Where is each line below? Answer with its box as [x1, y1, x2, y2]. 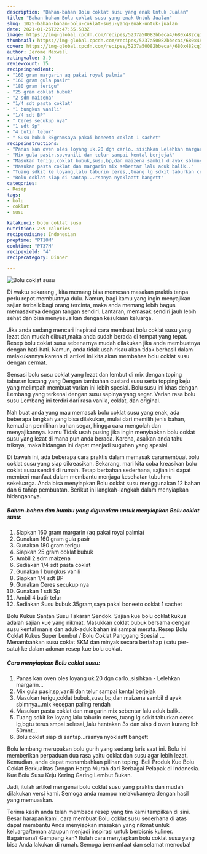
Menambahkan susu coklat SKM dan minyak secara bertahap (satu [7, 638, 177, 646]
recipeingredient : [7, 66, 54, 72]
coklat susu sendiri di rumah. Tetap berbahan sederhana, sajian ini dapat [7, 466, 191, 474]
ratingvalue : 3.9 [7, 55, 52, 61]
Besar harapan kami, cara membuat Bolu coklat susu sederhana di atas [7, 815, 187, 822]
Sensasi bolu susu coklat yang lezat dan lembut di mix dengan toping [7, 371, 182, 378]
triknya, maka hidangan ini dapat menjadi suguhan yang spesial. [7, 442, 170, 449]
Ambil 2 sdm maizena [15, 555, 71, 562]
